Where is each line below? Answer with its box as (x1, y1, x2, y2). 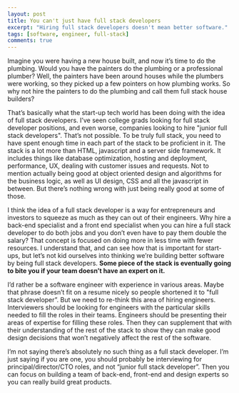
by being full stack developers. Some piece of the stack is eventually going (7, 259, 232, 268)
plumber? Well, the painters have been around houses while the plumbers (7, 72, 224, 81)
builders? (7, 94, 35, 104)
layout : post (7, 10, 46, 18)
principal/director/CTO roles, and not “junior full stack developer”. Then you (7, 362, 230, 372)
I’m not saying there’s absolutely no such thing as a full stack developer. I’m (7, 347, 229, 356)
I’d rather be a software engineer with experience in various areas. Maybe (7, 280, 225, 289)
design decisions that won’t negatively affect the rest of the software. (7, 334, 212, 342)
